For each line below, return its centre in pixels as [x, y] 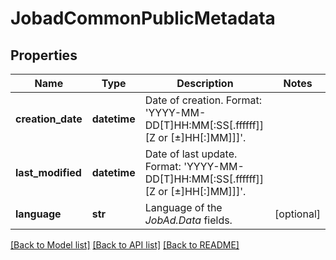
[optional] [297, 214]
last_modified [48, 172]
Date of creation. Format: [203, 100]
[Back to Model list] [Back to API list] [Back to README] [125, 245]
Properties [44, 55]
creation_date [49, 119]
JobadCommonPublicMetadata [143, 18]
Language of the [183, 207]
